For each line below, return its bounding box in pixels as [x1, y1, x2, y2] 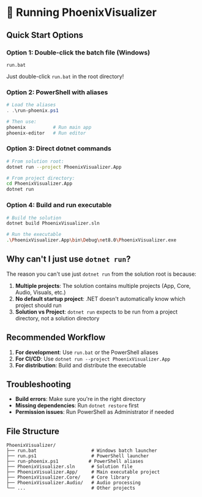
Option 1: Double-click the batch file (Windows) [6, 48, 151, 57]
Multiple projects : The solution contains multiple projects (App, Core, [15, 282, 191, 289]
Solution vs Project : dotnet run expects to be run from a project [15, 308, 178, 315]
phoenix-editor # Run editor [6, 130, 86, 136]
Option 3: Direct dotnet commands [6, 144, 111, 153]
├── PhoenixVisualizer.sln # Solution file [6, 464, 133, 470]
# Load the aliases [6, 102, 56, 108]
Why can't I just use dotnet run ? [6, 254, 131, 265]
